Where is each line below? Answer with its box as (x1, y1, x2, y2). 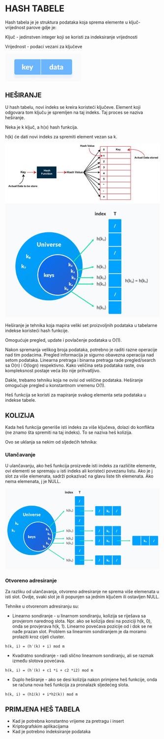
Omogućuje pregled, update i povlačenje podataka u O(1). (5, 337, 122, 343)
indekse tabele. (5, 397, 36, 403)
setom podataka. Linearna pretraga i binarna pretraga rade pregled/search (5, 357, 156, 363)
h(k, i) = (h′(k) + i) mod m (5, 643, 65, 649)
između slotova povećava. (12, 658, 65, 664)
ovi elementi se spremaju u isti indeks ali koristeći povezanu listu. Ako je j (5, 468, 153, 474)
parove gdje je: (26, 24, 57, 30)
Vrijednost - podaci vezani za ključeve (5, 43, 82, 49)
